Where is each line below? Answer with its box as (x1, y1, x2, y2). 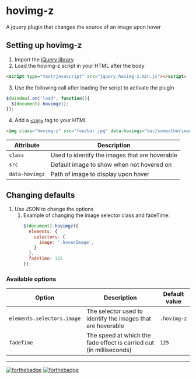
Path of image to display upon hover (50, 170, 150, 178)
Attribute (14, 142, 40, 150)
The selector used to (86, 307, 143, 315)
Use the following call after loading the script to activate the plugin (14, 84, 174, 91)
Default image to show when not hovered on (50, 161, 172, 169)
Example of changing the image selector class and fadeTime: (23, 212, 170, 219)
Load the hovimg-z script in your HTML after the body (14, 62, 145, 69)
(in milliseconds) (86, 346, 132, 354)
